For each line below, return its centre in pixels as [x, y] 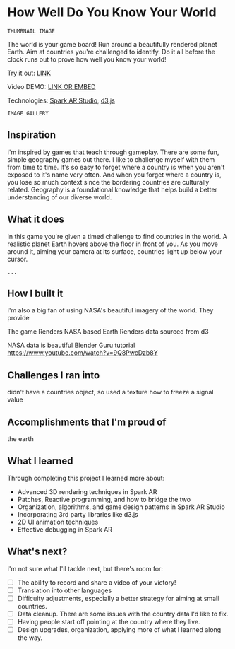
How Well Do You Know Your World [112, 12]
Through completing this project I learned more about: [86, 478]
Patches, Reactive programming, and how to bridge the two [104, 499]
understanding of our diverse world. [60, 197]
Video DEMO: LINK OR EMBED [52, 86]
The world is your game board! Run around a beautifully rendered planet [112, 44]
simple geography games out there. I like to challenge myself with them [111, 159]
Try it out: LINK [29, 73]
